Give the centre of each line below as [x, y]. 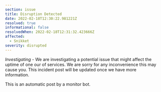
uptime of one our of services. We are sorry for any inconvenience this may [81, 64]
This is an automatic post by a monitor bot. [48, 84]
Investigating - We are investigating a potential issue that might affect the [78, 59]
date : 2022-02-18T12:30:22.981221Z [41, 18]
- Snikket [19, 41]
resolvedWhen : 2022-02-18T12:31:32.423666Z [50, 32]
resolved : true [20, 23]
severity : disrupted [26, 46]
